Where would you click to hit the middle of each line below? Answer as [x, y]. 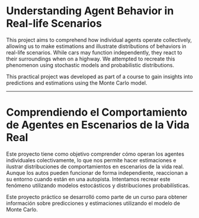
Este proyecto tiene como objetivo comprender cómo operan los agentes [95, 154]
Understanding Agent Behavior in [90, 11]
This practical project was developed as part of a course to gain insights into [99, 76]
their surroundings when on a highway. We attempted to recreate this [91, 59]
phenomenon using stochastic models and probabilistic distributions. [90, 65]
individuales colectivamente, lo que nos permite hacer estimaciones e [91, 160]
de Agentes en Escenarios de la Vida [98, 125]
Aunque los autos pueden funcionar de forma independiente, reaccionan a [97, 172]
